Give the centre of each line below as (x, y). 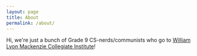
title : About (23, 17)
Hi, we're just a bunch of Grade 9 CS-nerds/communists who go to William (98, 40)
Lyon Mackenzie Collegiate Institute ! (51, 46)
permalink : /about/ (31, 23)
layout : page (23, 12)
